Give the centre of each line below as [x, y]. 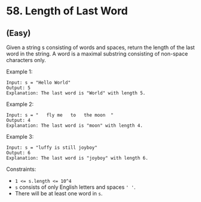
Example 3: [20, 137]
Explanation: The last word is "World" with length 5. [76, 93]
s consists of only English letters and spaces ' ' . [75, 187]
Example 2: [20, 104]
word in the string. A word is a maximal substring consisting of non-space [97, 54]
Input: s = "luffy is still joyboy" [52, 148]
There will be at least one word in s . [59, 193]
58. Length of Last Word [67, 11]
